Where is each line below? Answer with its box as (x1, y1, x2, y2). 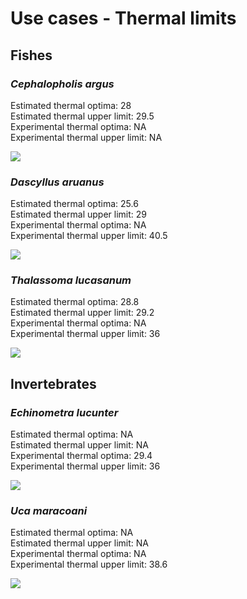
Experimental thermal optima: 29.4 (10, 450, 153, 462)
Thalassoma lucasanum (10, 273, 132, 287)
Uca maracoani (10, 504, 88, 518)
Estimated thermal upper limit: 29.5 (10, 110, 155, 122)
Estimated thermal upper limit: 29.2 (10, 307, 155, 319)
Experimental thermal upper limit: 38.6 (10, 558, 168, 571)
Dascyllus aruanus (10, 175, 105, 189)
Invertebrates (10, 375, 97, 392)
